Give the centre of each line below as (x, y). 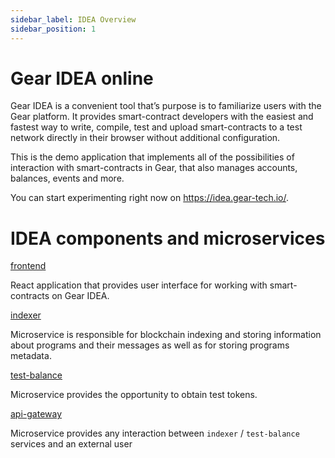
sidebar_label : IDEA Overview (73, 19)
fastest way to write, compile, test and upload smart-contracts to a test (156, 127)
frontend (28, 266)
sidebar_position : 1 (53, 29)
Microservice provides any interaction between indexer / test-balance (155, 433)
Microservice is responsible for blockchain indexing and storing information (166, 335)
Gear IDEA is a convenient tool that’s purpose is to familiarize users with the (166, 106)
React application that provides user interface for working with (139, 285)
